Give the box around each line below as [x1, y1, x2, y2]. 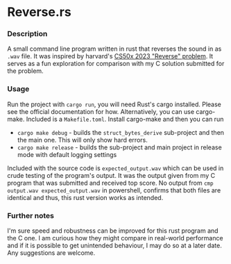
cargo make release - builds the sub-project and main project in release [17, 143, 222, 151]
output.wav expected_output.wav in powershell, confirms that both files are [7, 185, 221, 195]
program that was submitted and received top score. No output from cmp [7, 179, 214, 187]
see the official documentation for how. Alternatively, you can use [7, 107, 195, 115]
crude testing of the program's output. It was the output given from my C [7, 171, 216, 179]
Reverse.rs [7, 4, 71, 20]
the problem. [7, 67, 44, 75]
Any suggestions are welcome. [7, 249, 96, 257]
